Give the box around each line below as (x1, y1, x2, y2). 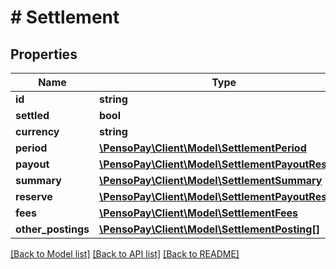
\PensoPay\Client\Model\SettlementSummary (98, 174, 323, 187)
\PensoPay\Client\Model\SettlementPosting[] (98, 222, 320, 236)
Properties (10, 46, 78, 63)
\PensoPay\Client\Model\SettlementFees (98, 206, 299, 220)
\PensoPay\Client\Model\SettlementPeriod (98, 141, 307, 155)
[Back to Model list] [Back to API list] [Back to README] (10, 248, 240, 260)
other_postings (15, 222, 90, 236)
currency (15, 125, 60, 138)
